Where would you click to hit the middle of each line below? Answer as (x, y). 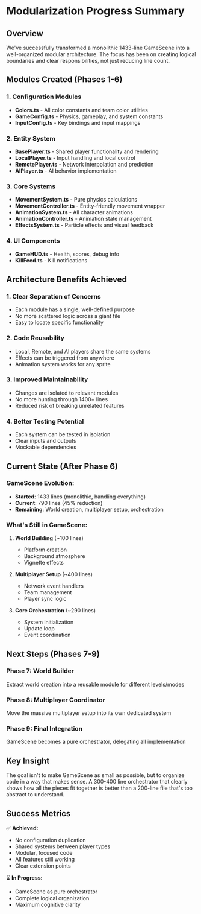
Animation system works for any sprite (63, 364)
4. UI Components (33, 241)
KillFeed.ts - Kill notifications (51, 260)
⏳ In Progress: (24, 878)
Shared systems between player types (63, 846)
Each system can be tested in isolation (63, 434)
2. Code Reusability (36, 338)
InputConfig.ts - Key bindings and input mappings (78, 122)
